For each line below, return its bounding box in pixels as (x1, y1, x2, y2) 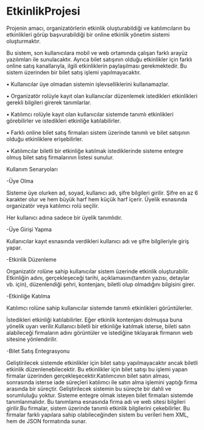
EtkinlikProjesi (6, 4, 80, 18)
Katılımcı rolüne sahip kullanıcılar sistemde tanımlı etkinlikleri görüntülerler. (6, 304, 193, 312)
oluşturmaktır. (6, 37, 41, 45)
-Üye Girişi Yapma (6, 226, 52, 233)
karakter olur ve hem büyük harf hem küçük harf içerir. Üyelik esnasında (6, 195, 188, 202)
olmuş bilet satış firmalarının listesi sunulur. (6, 154, 114, 161)
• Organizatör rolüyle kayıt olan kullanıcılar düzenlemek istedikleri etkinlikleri (6, 92, 198, 99)
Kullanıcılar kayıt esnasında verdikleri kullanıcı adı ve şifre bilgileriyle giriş (6, 237, 189, 245)
